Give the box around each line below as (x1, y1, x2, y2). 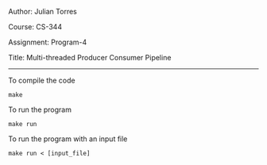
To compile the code (8, 75, 75, 85)
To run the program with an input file (8, 134, 128, 144)
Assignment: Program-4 (8, 37, 87, 47)
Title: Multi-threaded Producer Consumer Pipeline (8, 53, 172, 62)
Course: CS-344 (8, 22, 62, 31)
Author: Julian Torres (8, 7, 77, 16)
